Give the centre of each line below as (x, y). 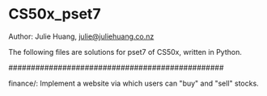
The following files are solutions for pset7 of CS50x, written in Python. (125, 52)
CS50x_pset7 (55, 14)
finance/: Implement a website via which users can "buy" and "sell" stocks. (133, 83)
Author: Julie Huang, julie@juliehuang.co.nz (81, 36)
